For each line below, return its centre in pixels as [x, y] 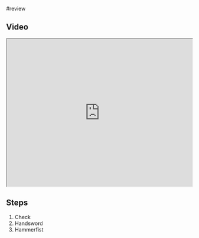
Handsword [29, 223]
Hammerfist [29, 229]
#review [16, 9]
